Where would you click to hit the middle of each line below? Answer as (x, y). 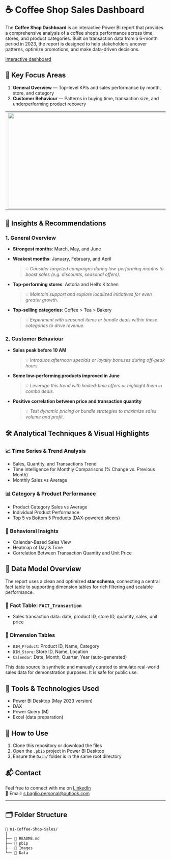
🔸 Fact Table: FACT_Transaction (44, 605)
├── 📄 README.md (22, 839)
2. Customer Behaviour (34, 339)
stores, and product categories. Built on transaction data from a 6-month (81, 38)
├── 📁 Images (19, 848)
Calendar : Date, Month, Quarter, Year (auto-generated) (70, 657)
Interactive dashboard (28, 59)
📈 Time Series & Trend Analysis (46, 451)
